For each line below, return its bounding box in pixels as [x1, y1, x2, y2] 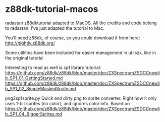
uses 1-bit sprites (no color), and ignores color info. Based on [5, 100, 130, 106]
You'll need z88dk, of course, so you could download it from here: [5, 35, 140, 41]
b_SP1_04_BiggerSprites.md [5, 111, 62, 117]
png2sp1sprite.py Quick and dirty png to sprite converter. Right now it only [5, 95, 157, 101]
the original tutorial [5, 55, 44, 61]
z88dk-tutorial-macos [5, 3, 98, 15]
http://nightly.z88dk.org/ [5, 40, 55, 46]
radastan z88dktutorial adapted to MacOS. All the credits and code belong [5, 20, 157, 26]
